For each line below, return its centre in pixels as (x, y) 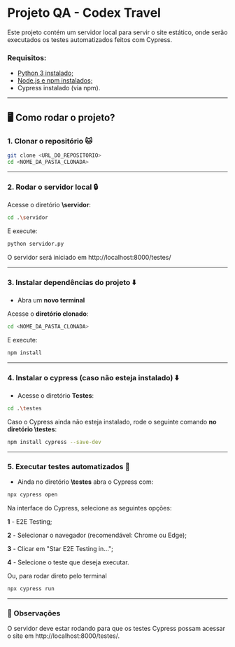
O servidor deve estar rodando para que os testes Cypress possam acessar (116, 629)
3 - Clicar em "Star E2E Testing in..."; (60, 548)
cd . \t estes (24, 409)
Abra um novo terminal (51, 300)
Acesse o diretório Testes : (56, 396)
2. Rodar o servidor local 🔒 (53, 187)
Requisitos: (27, 57)
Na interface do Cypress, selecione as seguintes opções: (90, 508)
